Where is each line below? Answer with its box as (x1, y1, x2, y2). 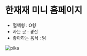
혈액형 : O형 (12, 22, 36, 28)
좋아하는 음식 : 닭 (12, 35, 46, 41)
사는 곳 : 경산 (12, 28, 39, 34)
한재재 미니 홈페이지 (5, 5, 83, 16)
